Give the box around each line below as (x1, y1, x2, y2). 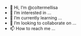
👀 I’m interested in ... (9, 10, 52, 16)
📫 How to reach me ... (9, 26, 55, 31)
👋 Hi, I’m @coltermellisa (9, 5, 58, 10)
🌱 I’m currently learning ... (9, 15, 62, 20)
